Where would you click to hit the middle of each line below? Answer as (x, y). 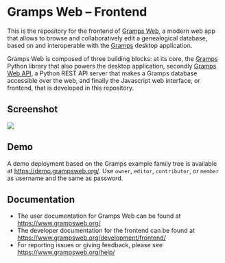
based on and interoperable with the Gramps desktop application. (100, 45)
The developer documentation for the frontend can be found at (106, 231)
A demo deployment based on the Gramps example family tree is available (112, 163)
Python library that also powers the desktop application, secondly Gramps (112, 66)
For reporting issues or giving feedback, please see (90, 245)
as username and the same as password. (65, 178)
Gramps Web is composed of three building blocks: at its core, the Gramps (113, 58)
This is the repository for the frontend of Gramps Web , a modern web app (111, 31)
